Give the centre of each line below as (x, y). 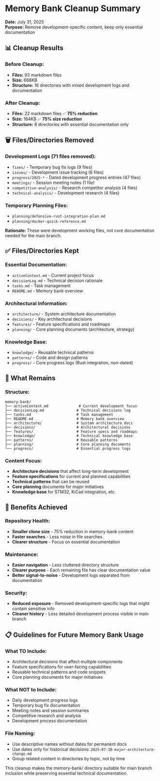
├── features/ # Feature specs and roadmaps (71, 431)
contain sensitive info (33, 609)
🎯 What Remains (30, 378)
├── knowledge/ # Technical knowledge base (69, 436)
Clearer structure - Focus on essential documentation (66, 542)
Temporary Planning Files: (36, 205)
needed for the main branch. (33, 235)
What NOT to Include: (31, 690)
